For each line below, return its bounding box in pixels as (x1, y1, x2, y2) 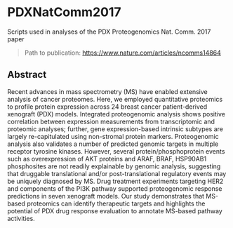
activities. (7, 214, 35, 222)
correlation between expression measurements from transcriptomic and (7, 117, 215, 126)
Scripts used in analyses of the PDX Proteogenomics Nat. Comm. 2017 (7, 27, 211, 36)
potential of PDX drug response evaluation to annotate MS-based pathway (7, 206, 222, 215)
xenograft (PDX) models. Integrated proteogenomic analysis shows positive (7, 109, 226, 118)
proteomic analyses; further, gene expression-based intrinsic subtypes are (7, 124, 223, 133)
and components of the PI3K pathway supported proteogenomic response (7, 184, 222, 193)
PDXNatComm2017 (7, 4, 121, 20)
